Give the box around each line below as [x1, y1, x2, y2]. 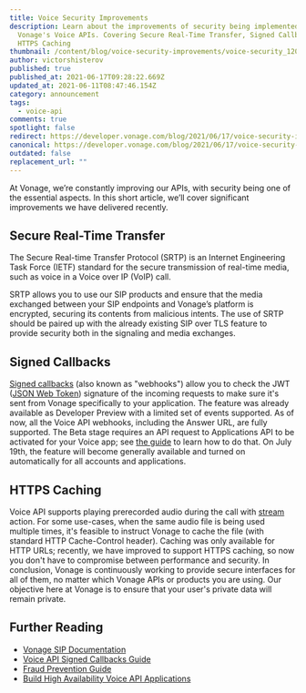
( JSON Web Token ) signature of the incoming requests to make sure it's [9, 388, 280, 399]
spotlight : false [9, 124, 76, 133]
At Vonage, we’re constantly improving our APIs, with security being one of [9, 182, 291, 193]
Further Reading [9, 620, 104, 636]
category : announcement [9, 89, 100, 98]
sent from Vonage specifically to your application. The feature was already [9, 398, 290, 409]
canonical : [9, 140, 51, 149]
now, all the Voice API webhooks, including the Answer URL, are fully [9, 417, 268, 428]
